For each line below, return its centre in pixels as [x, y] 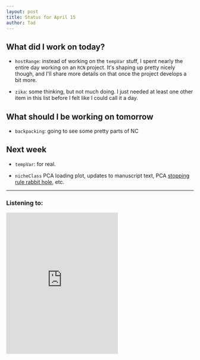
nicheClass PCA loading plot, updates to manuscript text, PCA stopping [102, 176]
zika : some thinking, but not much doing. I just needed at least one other [104, 92]
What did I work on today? [56, 47]
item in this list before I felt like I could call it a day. [76, 98]
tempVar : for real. [35, 164]
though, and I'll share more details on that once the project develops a [101, 74]
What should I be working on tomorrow [80, 117]
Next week [26, 150]
